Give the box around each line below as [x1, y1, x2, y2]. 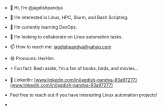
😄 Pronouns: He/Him [9, 55, 54, 61]
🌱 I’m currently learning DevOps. [9, 24, 77, 30]
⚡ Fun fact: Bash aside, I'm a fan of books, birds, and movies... [9, 65, 139, 71]
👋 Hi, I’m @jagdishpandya [9, 5, 63, 10]
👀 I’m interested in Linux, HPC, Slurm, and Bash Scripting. [9, 14, 128, 20]
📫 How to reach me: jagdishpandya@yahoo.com [9, 44, 111, 49]
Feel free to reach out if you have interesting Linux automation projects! [9, 92, 157, 97]
